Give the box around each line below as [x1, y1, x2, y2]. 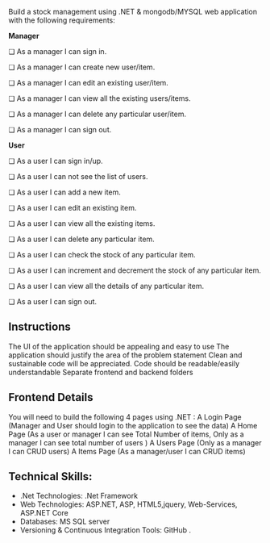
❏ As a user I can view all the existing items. [8, 219, 156, 228]
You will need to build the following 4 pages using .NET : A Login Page [8, 411, 242, 422]
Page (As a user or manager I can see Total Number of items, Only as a [8, 429, 244, 439]
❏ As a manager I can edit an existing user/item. [8, 78, 169, 87]
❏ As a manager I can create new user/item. [8, 62, 156, 72]
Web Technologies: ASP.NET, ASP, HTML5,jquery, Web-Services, [19, 499, 238, 509]
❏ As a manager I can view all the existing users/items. [8, 94, 191, 103]
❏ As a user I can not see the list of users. [8, 172, 148, 181]
